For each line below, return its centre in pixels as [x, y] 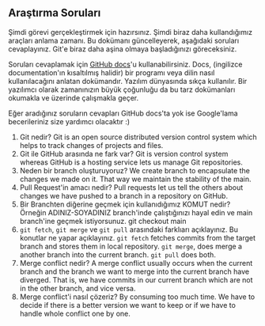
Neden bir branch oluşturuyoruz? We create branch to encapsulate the [135, 170]
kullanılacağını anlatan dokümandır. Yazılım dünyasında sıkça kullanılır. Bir [128, 81]
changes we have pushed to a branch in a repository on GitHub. [123, 195]
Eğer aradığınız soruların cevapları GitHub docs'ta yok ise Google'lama [123, 113]
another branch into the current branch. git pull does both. [117, 254]
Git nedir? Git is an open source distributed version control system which [138, 137]
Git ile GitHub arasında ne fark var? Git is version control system [124, 154]
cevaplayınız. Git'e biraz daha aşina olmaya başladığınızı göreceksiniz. [123, 49]
